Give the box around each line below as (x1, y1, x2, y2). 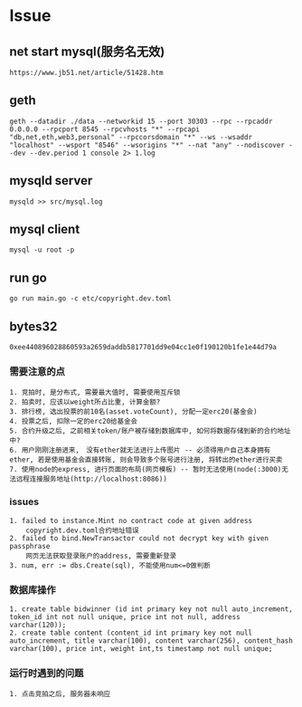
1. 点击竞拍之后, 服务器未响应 (9, 690, 111, 699)
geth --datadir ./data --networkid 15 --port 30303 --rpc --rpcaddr (9, 117, 273, 126)
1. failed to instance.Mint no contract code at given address (9, 516, 253, 525)
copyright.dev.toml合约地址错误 (25, 526, 139, 535)
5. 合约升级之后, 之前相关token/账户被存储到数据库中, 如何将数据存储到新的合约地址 (9, 426, 291, 435)
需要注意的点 (9, 365, 66, 377)
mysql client (9, 222, 80, 237)
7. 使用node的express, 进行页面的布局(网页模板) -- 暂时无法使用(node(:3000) (9, 465, 282, 474)
